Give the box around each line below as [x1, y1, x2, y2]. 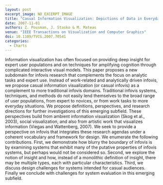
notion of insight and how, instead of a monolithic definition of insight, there [5, 154, 156, 160]
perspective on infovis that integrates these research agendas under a [5, 129, 146, 135]
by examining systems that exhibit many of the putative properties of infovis [5, 144, 157, 150]
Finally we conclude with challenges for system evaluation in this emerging [5, 170, 155, 176]
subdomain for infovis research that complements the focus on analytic [5, 72, 147, 78]
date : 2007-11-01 [5, 20, 40, 26]
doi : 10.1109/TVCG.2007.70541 [5, 34, 66, 39]
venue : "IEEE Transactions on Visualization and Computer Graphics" [5, 30, 147, 34]
